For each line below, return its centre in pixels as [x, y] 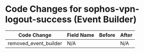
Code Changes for [43, 9]
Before [107, 35]
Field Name [80, 35]
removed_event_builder [35, 43]
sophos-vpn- [111, 9]
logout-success [38, 19]
